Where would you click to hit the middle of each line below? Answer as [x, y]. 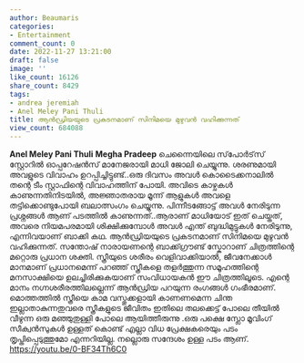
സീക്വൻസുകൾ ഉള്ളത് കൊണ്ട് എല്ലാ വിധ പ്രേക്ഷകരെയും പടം [124, 328]
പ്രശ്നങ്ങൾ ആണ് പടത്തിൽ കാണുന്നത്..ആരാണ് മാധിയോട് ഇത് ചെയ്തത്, [147, 216]
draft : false [34, 60]
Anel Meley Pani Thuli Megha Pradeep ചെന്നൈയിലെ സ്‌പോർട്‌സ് [137, 154]
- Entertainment [40, 35]
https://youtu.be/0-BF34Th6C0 [68, 349]
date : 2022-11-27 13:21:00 [61, 52]
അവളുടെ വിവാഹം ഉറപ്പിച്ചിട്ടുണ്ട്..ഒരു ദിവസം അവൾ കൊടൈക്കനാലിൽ [142, 175]
